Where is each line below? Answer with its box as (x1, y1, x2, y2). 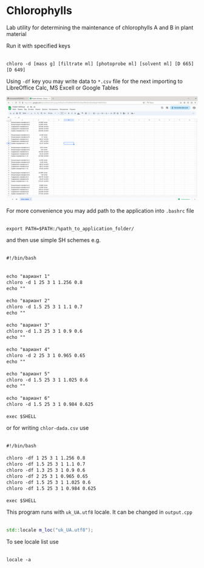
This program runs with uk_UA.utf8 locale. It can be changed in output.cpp (6, 508, 192, 516)
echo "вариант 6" (6, 395, 50, 401)
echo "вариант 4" (6, 346, 50, 352)
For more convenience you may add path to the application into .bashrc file (6, 207, 194, 214)
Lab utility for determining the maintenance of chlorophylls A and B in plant (6, 24, 194, 31)
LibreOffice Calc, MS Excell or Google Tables (6, 83, 119, 91)
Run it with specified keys (6, 42, 71, 49)
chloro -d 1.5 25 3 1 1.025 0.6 (6, 377, 88, 383)
